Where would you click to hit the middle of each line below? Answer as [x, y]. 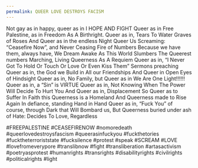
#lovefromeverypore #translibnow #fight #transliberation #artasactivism [94, 146]
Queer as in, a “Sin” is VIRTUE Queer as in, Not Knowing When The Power [96, 85]
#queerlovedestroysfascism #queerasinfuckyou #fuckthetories [82, 134]
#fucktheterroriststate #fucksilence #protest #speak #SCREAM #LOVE [92, 140]
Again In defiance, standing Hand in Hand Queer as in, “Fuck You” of [90, 103]
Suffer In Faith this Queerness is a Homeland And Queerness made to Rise [96, 97]
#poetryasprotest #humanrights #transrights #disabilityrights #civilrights [94, 152]
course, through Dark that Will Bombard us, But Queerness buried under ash [99, 110]
